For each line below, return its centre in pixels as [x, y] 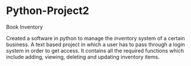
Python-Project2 [48, 11]
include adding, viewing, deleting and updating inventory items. [83, 57]
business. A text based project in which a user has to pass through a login [95, 44]
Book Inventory [24, 27]
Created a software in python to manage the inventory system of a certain [95, 38]
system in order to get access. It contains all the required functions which [95, 50]
